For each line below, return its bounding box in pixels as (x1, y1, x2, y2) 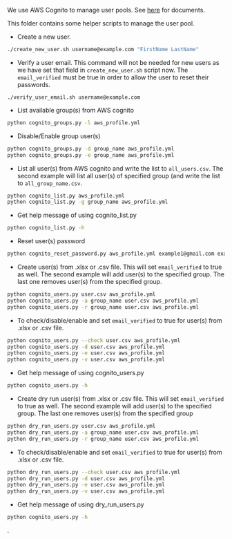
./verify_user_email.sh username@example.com (7, 93, 140, 101)
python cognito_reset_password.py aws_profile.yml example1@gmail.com (7, 250, 215, 258)
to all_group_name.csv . (17, 179, 83, 187)
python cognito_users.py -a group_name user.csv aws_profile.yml (7, 297, 199, 304)
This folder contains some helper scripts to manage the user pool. (7, 19, 195, 27)
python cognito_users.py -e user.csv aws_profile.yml (7, 350, 166, 357)
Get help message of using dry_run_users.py (17, 500, 144, 509)
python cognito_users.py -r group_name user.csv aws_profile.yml (7, 303, 199, 310)
